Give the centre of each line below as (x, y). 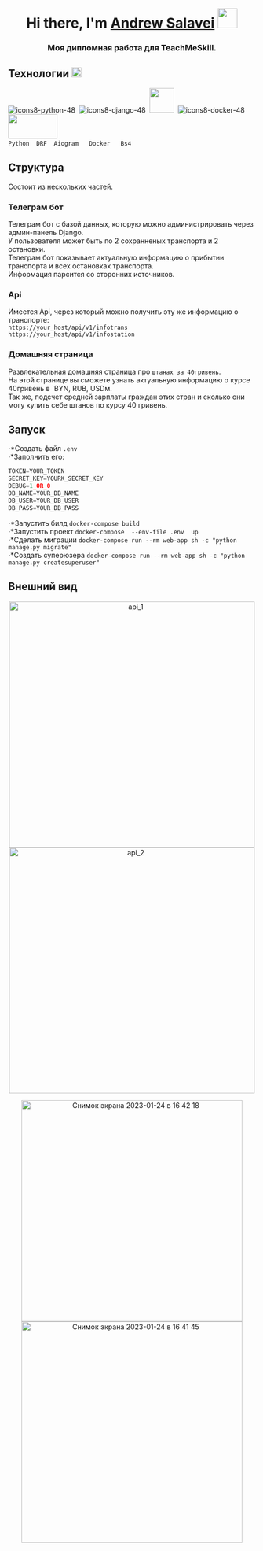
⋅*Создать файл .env (43, 449)
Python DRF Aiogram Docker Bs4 (70, 143)
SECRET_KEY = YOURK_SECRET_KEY (56, 479)
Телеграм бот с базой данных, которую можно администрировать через (131, 224)
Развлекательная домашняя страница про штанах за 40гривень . (115, 371)
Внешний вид (43, 587)
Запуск (27, 430)
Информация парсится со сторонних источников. (91, 275)
